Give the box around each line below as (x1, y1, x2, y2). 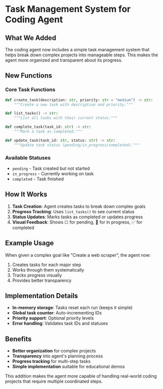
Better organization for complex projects (12, 348, 96, 354)
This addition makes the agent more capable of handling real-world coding (5, 373, 157, 379)
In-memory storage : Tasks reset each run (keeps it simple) (12, 305, 133, 311)
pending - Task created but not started (12, 165, 90, 171)
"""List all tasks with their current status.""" (14, 116, 118, 120)
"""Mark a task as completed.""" (14, 129, 83, 134)
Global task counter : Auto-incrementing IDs (12, 310, 102, 316)
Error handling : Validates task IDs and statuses (12, 320, 108, 326)
